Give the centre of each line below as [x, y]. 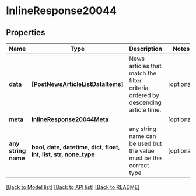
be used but [146, 143]
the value [142, 151]
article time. [145, 110]
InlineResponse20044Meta [70, 119]
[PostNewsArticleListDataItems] [77, 84]
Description [146, 49]
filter [135, 80]
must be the [146, 158]
